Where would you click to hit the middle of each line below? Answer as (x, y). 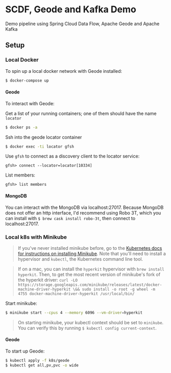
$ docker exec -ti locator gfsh (40, 146)
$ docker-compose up (27, 81)
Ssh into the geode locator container (44, 137)
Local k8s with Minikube (36, 237)
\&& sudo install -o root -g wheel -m (114, 289)
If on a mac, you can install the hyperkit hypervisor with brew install (91, 269)
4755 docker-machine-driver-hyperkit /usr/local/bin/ (76, 293)
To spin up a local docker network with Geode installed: (64, 71)
